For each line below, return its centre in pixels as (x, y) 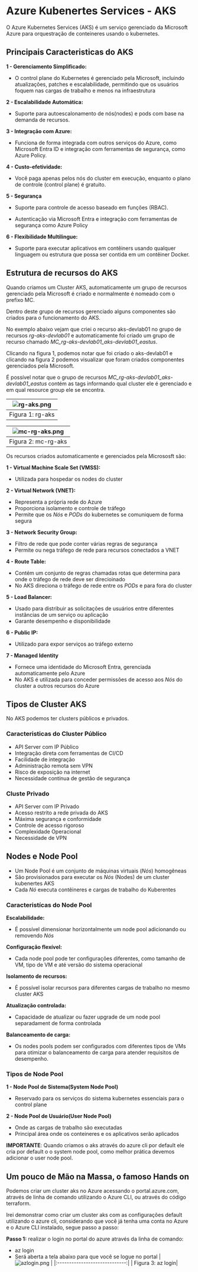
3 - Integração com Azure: (39, 131)
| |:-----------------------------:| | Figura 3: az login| (114, 1263)
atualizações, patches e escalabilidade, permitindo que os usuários (97, 84)
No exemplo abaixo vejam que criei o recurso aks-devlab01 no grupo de (94, 329)
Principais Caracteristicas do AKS (70, 52)
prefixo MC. (20, 300)
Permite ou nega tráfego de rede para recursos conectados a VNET (97, 550)
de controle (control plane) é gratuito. (60, 184)
